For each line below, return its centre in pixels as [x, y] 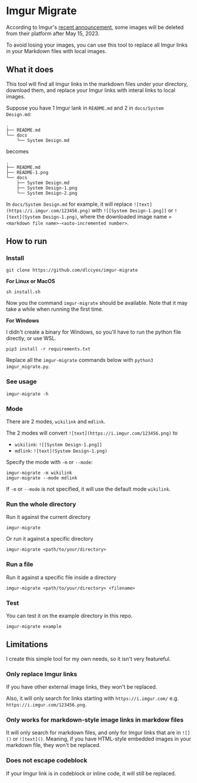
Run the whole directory [41, 504]
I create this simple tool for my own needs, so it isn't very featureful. [89, 659]
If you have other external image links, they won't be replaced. [82, 687]
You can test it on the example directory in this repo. [69, 616]
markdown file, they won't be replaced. [54, 745]
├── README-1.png [27, 172]
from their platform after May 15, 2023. [53, 33]
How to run [27, 241]
